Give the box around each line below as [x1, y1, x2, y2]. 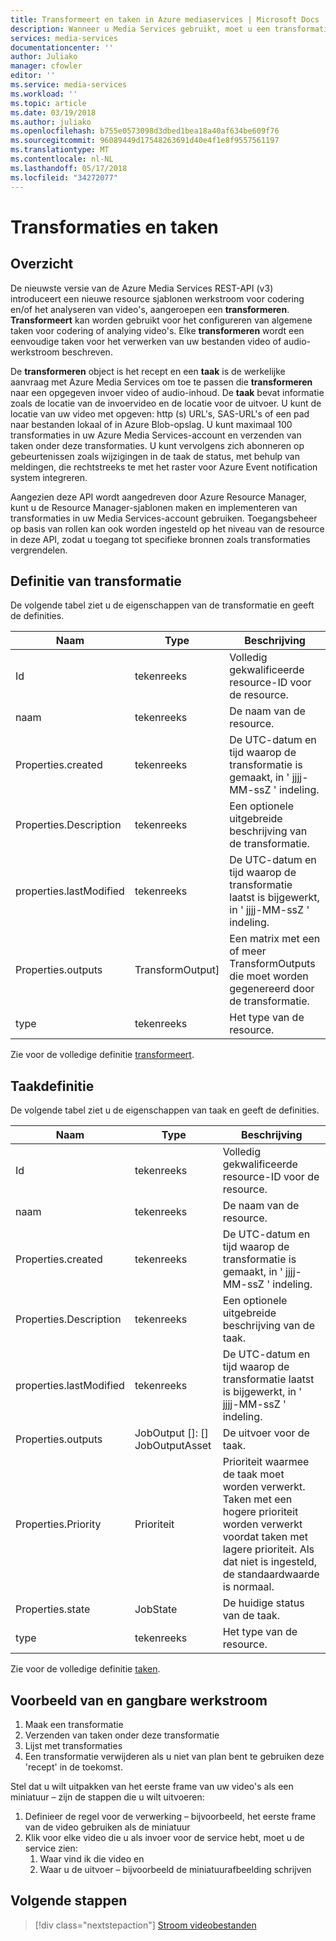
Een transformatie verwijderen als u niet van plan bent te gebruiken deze [24, 1750, 325, 1762]
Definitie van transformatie [10, 572, 182, 590]
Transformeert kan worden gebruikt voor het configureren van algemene [10, 314, 313, 326]
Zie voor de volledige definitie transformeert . [10, 1049, 195, 1061]
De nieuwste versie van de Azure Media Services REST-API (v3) [10, 282, 274, 294]
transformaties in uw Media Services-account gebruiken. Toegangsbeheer [10, 512, 318, 524]
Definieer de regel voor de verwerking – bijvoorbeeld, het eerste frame [24, 1810, 317, 1822]
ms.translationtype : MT [10, 145, 110, 155]
